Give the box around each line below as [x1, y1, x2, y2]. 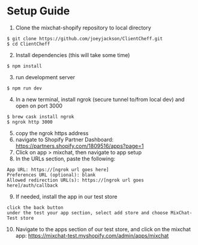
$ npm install [7, 63, 43, 69]
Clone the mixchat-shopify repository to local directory [15, 24, 152, 31]
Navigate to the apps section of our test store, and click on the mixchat [15, 225, 191, 232]
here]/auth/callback [7, 182, 59, 189]
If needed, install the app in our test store [15, 193, 118, 200]
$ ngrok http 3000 [7, 119, 53, 125]
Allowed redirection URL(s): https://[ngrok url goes [7, 177, 145, 183]
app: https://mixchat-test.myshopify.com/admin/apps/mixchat [15, 232, 169, 239]
